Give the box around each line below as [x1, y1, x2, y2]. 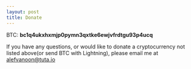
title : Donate [6, 15, 43, 21]
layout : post [6, 8, 40, 15]
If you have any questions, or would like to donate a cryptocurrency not [6, 43, 186, 50]
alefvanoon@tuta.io [6, 56, 56, 63]
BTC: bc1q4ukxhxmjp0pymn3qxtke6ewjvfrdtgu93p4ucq [6, 31, 153, 38]
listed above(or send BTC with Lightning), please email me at [6, 49, 159, 56]
